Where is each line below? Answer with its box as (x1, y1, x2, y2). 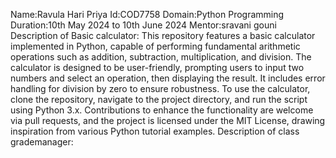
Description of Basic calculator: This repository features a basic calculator (10, 30, 316, 41)
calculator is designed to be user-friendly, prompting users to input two (10, 62, 305, 73)
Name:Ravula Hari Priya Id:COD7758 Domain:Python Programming (10, 9, 285, 20)
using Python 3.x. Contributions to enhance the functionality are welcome (10, 104, 314, 116)
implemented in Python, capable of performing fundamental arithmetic (10, 40, 301, 52)
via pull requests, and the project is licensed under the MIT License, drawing (10, 115, 326, 126)
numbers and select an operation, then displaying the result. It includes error (10, 72, 326, 84)
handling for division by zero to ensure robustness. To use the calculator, (10, 83, 311, 94)
